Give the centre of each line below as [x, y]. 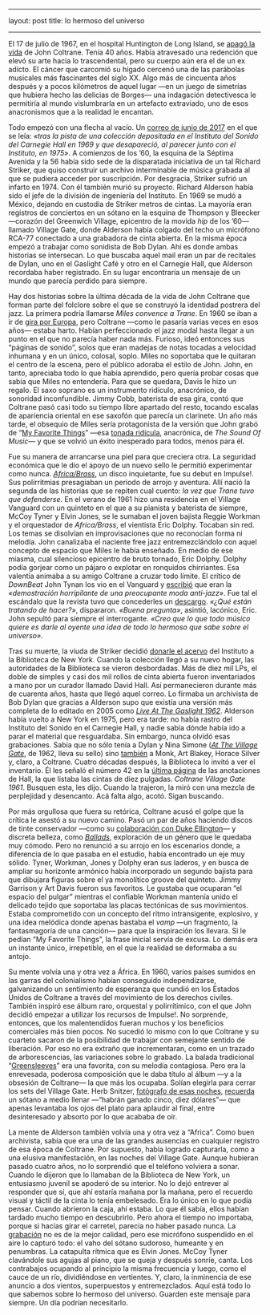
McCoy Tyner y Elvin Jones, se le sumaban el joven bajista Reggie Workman [134, 516]
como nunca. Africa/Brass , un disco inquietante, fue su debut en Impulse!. [131, 473]
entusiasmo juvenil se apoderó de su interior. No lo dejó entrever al [119, 1183]
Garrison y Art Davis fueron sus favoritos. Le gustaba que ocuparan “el [125, 888]
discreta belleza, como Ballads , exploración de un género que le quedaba [130, 837]
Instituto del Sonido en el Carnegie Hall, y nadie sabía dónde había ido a [127, 728]
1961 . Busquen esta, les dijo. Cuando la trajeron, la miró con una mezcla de [131, 787]
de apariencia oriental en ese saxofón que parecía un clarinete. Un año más [133, 415]
